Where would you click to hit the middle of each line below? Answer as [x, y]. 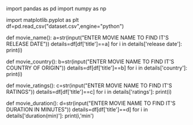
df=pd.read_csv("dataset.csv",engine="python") [65, 26]
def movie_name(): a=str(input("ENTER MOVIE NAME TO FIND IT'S [88, 37]
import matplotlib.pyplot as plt [42, 20]
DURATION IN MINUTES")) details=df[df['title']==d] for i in [77, 109]
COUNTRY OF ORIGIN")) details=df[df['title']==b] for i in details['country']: [97, 68]
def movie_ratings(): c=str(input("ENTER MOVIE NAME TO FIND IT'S [89, 85]
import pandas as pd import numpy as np [56, 9]
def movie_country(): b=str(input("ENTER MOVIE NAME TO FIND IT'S [90, 62]
